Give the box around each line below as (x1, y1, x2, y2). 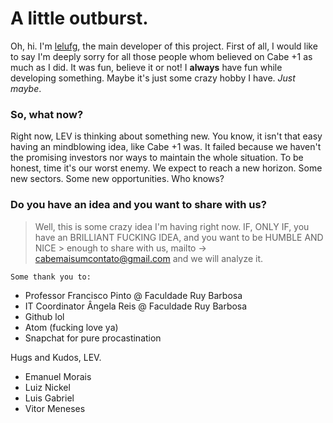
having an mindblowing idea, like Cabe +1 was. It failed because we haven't (10, 141, 322, 153)
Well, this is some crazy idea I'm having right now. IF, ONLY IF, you (34, 220, 310, 232)
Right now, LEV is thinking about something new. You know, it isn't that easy (10, 130, 323, 142)
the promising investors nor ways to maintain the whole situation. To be (10, 152, 304, 164)
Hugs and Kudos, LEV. (10, 351, 102, 363)
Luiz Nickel (24, 381, 71, 393)
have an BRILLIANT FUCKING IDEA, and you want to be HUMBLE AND (34, 231, 324, 243)
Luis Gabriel (24, 392, 75, 404)
